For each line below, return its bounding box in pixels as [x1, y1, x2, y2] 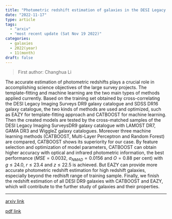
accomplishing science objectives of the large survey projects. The [5, 84, 147, 91]
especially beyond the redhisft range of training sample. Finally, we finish [5, 172, 160, 179]
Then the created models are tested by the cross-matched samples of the [5, 117, 161, 123]
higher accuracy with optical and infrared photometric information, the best [5, 149, 164, 156]
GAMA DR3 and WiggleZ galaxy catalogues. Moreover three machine [5, 128, 151, 134]
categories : [5, 36, 31, 41]
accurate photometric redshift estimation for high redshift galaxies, [5, 167, 146, 173]
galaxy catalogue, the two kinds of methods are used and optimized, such [5, 106, 161, 113]
